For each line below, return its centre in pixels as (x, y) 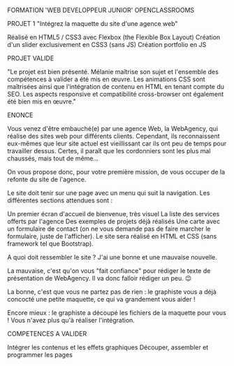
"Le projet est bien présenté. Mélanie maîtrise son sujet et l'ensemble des (113, 72)
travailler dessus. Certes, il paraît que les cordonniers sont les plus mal (109, 151)
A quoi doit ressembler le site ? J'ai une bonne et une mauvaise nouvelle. (112, 257)
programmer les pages (40, 355)
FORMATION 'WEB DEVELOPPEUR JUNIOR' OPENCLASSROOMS (101, 10)
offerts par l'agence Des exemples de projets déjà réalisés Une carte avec (114, 221)
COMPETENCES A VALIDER (47, 334)
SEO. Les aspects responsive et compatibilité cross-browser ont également (116, 94)
